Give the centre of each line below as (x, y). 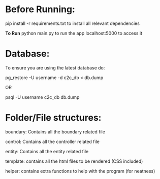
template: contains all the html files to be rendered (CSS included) (74, 161)
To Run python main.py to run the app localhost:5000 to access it (74, 33)
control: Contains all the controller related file (53, 141)
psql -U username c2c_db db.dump (42, 97)
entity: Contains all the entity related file (47, 151)
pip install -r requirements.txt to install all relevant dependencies (72, 23)
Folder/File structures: (53, 118)
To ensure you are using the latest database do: (55, 67)
